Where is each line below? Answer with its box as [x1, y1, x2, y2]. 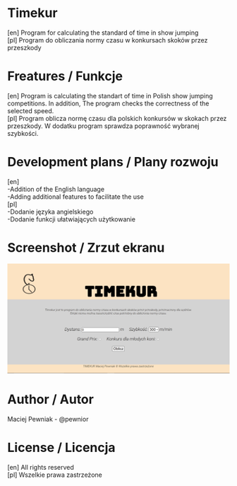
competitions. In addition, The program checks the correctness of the [7, 99, 209, 108]
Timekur [7, 5, 58, 21]
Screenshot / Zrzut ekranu [7, 240, 165, 255]
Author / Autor [7, 391, 94, 407]
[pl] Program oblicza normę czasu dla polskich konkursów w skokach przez [7, 114, 227, 122]
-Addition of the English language [7, 185, 104, 193]
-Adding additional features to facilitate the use [7, 192, 145, 201]
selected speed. [7, 106, 54, 115]
